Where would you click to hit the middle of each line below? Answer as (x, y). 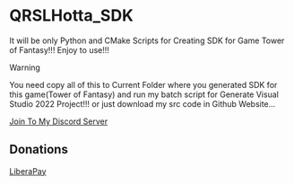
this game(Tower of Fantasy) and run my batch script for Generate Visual (144, 94)
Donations (39, 150)
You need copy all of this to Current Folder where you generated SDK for (143, 84)
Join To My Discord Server (59, 121)
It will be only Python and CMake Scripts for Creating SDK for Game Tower (147, 40)
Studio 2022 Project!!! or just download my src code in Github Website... (143, 103)
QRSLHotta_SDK (72, 16)
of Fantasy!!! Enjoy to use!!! (60, 49)
